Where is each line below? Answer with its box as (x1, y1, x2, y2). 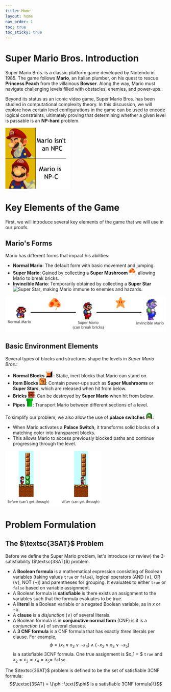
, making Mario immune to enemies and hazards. (40, 286, 143, 292)
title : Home (5, 8, 31, 13)
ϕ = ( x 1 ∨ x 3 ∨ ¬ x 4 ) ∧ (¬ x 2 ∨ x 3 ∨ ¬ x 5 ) (50, 641, 130, 649)
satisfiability (5, 558, 31, 564)
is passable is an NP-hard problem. (5, 118, 80, 124)
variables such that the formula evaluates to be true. (12, 595, 123, 602)
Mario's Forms (5, 239, 53, 248)
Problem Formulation (5, 519, 96, 531)
